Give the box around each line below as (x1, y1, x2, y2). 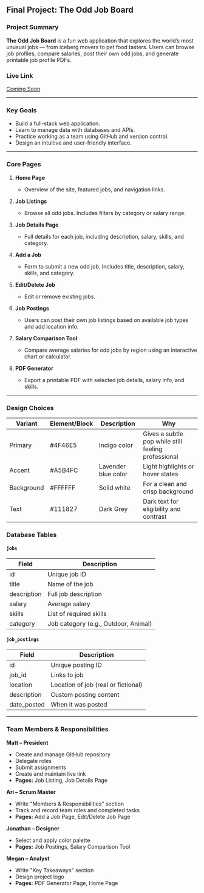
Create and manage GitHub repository (15, 750, 111, 758)
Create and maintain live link (15, 770, 86, 777)
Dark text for (142, 497, 179, 505)
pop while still (142, 437, 182, 445)
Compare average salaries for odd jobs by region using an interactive (24, 346, 197, 354)
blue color (99, 470, 128, 478)
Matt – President (6, 739, 49, 746)
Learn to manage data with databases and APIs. (15, 126, 135, 134)
